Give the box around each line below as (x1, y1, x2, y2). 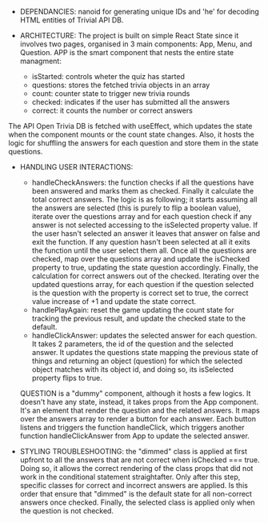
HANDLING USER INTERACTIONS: (19, 162, 134, 171)
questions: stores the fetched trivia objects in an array (31, 80, 210, 90)
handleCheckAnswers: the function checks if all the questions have (31, 178, 254, 187)
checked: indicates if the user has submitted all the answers (31, 98, 230, 106)
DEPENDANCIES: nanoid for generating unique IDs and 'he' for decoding (19, 7, 260, 16)
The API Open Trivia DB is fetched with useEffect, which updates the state (8, 122, 253, 130)
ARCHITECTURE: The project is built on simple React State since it (19, 31, 239, 40)
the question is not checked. (19, 506, 114, 515)
